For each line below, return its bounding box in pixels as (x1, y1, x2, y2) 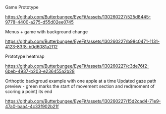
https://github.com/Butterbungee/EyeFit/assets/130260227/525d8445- (5, 14, 151, 19)
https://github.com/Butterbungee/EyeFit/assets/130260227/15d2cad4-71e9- (5, 98, 161, 104)
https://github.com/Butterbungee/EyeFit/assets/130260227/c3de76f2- (5, 63, 150, 69)
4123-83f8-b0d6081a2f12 (5, 44, 58, 49)
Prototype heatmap (5, 53, 45, 59)
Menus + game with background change (5, 29, 88, 34)
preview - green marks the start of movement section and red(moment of (5, 83, 155, 89)
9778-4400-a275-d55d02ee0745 (5, 19, 74, 25)
